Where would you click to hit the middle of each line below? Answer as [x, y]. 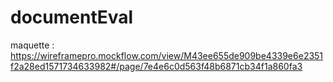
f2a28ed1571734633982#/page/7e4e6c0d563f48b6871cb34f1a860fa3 [156, 66]
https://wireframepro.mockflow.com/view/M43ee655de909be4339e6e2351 [167, 55]
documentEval [72, 17]
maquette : [32, 45]
